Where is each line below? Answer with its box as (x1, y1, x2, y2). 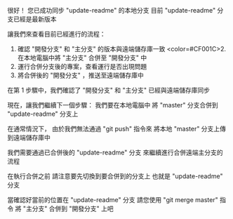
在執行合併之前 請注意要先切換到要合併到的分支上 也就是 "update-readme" (7, 172, 223, 180)
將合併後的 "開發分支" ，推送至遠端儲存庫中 (17, 71, 144, 79)
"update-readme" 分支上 (7, 109, 79, 118)
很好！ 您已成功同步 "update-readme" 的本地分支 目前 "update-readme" (7, 6, 216, 14)
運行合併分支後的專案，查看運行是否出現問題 (17, 62, 147, 70)
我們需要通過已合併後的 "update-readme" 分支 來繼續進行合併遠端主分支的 (7, 148, 223, 157)
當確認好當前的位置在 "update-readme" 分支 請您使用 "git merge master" (7, 196, 219, 204)
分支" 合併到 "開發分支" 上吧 (32, 204, 114, 213)
